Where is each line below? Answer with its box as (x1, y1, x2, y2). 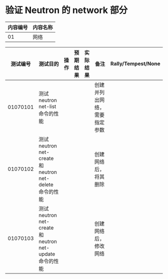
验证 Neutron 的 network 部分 (5, 4, 128, 16)
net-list (38, 103, 56, 110)
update (38, 250, 55, 257)
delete (38, 181, 53, 188)
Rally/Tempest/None (110, 60, 160, 67)
